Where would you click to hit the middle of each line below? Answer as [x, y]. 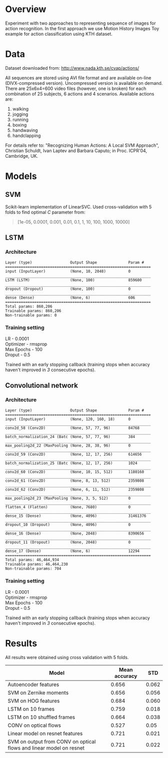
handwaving [25, 130]
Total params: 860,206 [29, 306]
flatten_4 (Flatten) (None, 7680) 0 [68, 507]
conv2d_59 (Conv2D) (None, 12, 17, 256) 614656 [73, 454]
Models [21, 176]
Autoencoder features [33, 684]
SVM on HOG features [34, 701]
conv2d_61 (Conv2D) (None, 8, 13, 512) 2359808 [74, 481]
